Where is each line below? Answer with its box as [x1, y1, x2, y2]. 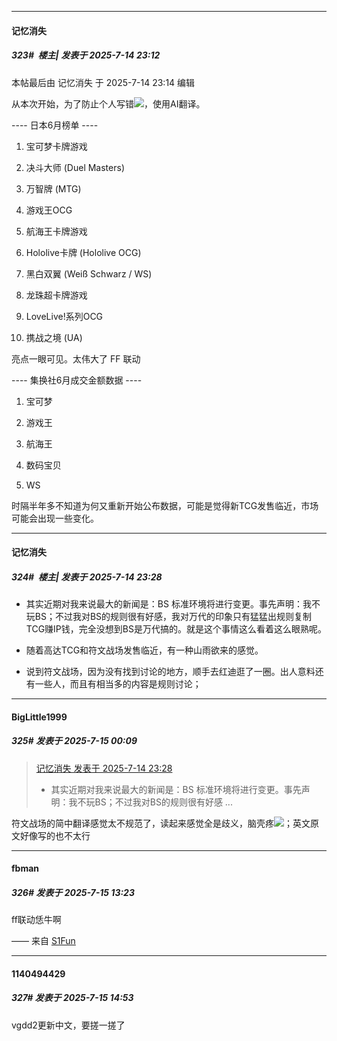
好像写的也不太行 [19, 829, 91, 841]
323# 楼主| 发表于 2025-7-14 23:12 [11, 49, 161, 61]
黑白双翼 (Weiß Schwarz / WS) [25, 267, 153, 280]
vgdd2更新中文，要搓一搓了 [11, 1019, 126, 1031]
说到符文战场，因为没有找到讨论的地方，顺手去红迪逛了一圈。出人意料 [25, 666, 316, 678]
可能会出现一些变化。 [11, 512, 99, 524]
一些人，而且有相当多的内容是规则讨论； [34, 678, 202, 690]
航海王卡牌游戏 [25, 225, 88, 237]
